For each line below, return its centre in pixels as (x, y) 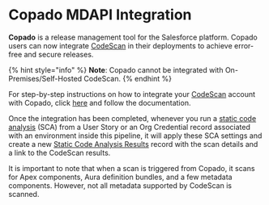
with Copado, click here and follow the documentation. (100, 102)
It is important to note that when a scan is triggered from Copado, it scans (132, 168)
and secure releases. (59, 54)
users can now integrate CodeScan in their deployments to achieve (120, 45)
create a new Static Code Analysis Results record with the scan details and (133, 144)
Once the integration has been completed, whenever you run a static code (132, 118)
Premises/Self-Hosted (45, 78)
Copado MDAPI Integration (100, 15)
